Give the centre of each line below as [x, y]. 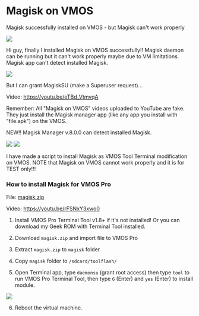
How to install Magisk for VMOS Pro [59, 184]
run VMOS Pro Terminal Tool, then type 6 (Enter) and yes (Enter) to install [104, 279]
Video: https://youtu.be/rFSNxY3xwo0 [53, 208]
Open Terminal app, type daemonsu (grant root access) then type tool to [102, 273]
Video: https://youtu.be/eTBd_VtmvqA [52, 97]
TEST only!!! [21, 169]
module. [25, 285]
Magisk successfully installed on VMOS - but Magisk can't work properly [96, 27]
